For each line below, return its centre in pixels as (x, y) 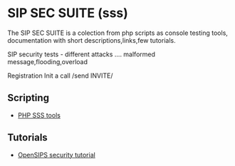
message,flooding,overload (47, 61)
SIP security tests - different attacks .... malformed (81, 54)
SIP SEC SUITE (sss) (68, 13)
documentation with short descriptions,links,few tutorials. (92, 40)
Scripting (28, 98)
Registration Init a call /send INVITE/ (60, 76)
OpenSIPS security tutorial (57, 155)
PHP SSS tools (39, 115)
